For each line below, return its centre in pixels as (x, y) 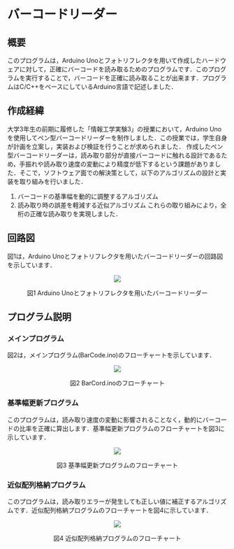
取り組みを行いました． (53, 181)
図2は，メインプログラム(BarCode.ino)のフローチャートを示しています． (111, 355)
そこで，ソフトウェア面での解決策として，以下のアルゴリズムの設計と (120, 173)
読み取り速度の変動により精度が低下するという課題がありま (129, 164)
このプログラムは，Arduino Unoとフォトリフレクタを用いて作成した (105, 60)
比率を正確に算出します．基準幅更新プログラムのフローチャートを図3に (122, 428)
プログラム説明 (39, 317)
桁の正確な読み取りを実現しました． (70, 213)
